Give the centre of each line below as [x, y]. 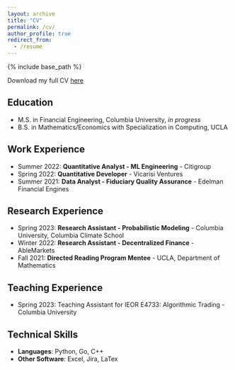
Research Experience [56, 211]
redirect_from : [30, 40]
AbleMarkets [36, 251]
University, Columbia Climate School [71, 235]
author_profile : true [39, 34]
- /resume [28, 47]
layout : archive [31, 14]
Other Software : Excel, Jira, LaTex [68, 359]
